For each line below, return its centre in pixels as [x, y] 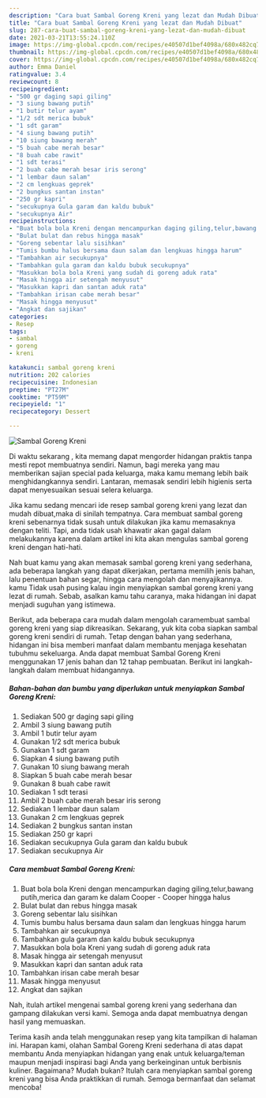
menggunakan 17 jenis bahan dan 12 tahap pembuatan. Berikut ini [116, 662]
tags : [18, 331]
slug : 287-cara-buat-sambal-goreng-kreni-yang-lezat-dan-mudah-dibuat [127, 30]
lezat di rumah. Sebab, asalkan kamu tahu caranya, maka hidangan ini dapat [133, 596]
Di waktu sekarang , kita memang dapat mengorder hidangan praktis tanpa [131, 456]
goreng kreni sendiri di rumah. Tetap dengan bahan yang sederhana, [121, 636]
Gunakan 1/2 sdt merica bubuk [70, 741]
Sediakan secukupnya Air [62, 851]
